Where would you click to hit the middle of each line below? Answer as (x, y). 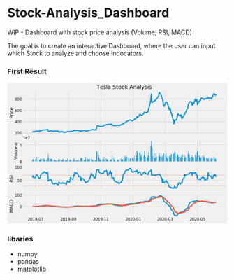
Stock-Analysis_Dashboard (88, 13)
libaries (20, 239)
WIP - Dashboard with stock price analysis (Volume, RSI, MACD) (100, 32)
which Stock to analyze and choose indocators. (75, 53)
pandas (28, 261)
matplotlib (32, 269)
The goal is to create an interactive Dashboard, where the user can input (111, 45)
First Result (27, 71)
